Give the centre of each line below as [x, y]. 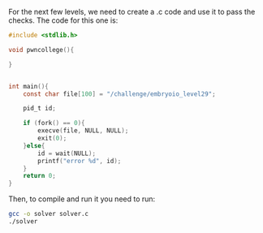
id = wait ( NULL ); [67, 153]
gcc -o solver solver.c [49, 214]
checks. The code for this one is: [63, 20]
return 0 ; [40, 176]
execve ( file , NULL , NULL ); [83, 131]
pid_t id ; [40, 109]
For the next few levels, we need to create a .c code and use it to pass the [132, 12]
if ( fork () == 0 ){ [54, 123]
